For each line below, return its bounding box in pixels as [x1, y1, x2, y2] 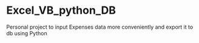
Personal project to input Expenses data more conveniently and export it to [6, 23, 194, 30]
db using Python [6, 29, 47, 36]
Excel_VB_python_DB [6, 4, 116, 17]
